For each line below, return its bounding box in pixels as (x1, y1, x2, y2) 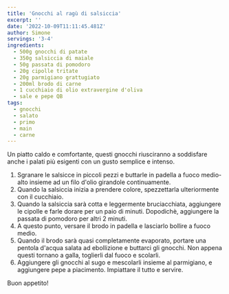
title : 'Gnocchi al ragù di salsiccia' (7, 10, 122, 17)
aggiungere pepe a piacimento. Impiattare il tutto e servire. (17, 266, 184, 274)
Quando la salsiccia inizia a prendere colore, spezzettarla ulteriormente (17, 185, 219, 194)
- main (13, 125, 32, 132)
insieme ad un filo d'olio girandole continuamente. (30, 178, 171, 186)
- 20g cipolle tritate (13, 67, 78, 74)
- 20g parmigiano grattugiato (13, 73, 100, 81)
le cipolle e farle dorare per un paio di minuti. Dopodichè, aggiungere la (17, 207, 219, 216)
